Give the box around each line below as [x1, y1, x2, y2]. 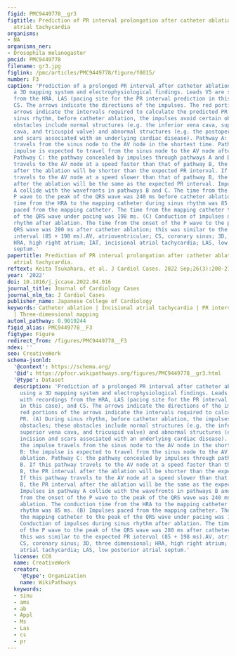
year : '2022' [7, 271, 46, 278]
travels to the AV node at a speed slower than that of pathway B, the [13, 174, 228, 181]
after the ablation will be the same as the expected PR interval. [13, 180, 216, 187]
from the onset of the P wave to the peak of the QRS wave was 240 [20, 494, 221, 501]
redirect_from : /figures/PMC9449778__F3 [7, 337, 128, 345]
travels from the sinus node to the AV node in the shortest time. [13, 141, 216, 148]
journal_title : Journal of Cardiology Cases [7, 285, 140, 292]
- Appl [13, 612, 33, 619]
